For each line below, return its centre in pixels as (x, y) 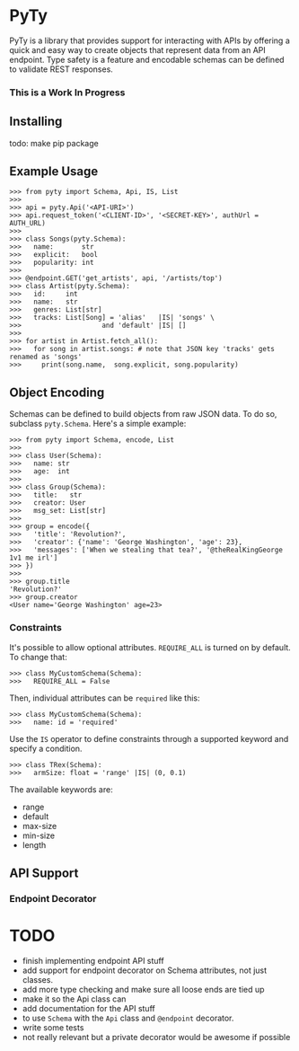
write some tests (53, 1027)
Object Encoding (57, 392)
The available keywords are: (62, 789)
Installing (36, 122)
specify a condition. (46, 748)
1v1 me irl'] (34, 558)
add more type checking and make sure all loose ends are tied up (143, 989)
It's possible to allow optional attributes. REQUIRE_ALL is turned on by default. (150, 647)
